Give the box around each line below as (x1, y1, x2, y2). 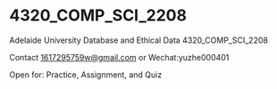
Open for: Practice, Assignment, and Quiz (9, 69, 163, 80)
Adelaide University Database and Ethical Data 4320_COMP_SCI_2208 (9, 35, 268, 45)
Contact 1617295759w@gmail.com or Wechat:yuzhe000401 (9, 52, 230, 62)
